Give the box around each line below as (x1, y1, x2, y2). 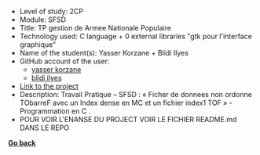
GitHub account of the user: (19, 56, 110, 66)
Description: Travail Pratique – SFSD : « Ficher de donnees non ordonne (19, 90, 253, 99)
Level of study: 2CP (19, 7, 84, 16)
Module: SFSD (19, 15, 67, 24)
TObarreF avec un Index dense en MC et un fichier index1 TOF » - (19, 98, 233, 107)
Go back (8, 139, 36, 147)
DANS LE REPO (19, 123, 69, 132)
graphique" (19, 40, 57, 49)
